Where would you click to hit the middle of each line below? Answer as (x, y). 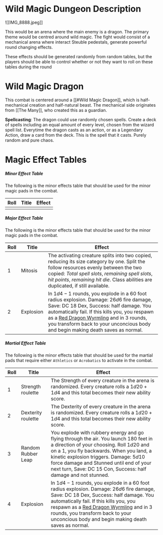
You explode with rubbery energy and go (97, 432)
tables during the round (28, 67)
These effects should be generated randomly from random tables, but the (79, 56)
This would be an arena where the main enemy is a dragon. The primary (77, 31)
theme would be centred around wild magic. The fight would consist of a (78, 37)
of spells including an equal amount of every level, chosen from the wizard (80, 125)
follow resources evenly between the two (95, 267)
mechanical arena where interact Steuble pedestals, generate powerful (76, 42)
